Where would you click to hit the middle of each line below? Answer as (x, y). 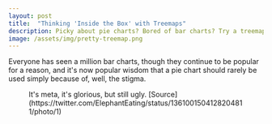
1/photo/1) (45, 112)
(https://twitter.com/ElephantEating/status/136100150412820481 (136, 103)
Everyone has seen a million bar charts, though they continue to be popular (134, 62)
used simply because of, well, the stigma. (77, 79)
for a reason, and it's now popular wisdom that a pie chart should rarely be (133, 71)
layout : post (30, 16)
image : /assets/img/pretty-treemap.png (76, 38)
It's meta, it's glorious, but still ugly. (88, 95)
